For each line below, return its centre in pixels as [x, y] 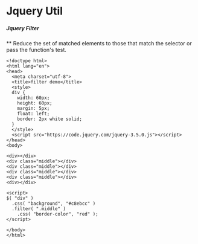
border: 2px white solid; [50, 119]
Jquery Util [35, 11]
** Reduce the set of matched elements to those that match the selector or [99, 43]
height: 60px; [35, 103]
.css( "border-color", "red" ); [58, 214]
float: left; [34, 114]
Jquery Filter [23, 28]
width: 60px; [34, 98]
